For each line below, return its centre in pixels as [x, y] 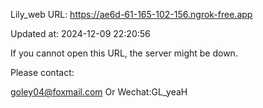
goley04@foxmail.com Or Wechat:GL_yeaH [99, 92]
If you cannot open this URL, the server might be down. [124, 53]
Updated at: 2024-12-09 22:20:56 [80, 33]
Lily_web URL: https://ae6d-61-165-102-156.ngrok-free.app [131, 14]
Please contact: [42, 72]
